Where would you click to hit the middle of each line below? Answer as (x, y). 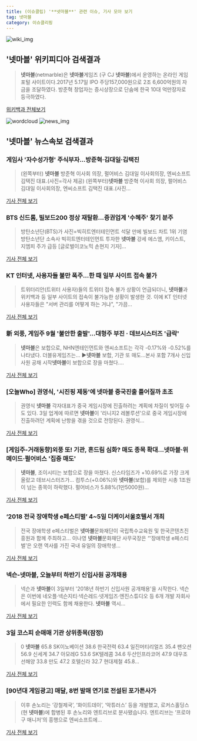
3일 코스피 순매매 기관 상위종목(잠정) (55, 632)
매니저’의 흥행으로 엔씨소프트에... (64, 719)
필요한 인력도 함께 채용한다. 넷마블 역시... (79, 603)
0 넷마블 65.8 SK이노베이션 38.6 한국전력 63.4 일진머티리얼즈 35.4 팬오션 (106, 647)
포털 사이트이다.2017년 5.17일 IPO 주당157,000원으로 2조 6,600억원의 (101, 82)
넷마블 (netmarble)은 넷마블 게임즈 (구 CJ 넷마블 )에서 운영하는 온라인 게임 (104, 75)
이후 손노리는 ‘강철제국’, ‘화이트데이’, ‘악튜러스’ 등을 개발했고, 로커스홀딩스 (105, 705)
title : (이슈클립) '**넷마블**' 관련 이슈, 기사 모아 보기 (69, 12)
